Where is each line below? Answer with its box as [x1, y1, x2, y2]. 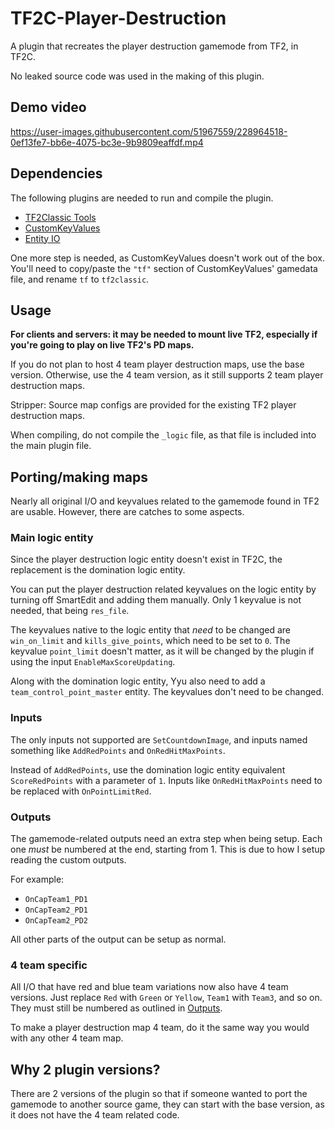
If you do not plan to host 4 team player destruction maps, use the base [10, 358, 305, 371]
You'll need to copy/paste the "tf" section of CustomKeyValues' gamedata [10, 262, 318, 274]
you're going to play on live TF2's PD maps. [10, 339, 195, 351]
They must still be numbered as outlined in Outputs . [10, 1002, 223, 1014]
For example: [10, 873, 65, 886]
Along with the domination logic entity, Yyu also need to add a [10, 675, 266, 687]
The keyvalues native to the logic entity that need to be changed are [10, 624, 291, 636]
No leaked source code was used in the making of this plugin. [10, 70, 265, 82]
